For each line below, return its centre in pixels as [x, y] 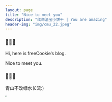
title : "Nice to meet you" [34, 15]
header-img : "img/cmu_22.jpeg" [38, 24]
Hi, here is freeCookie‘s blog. [36, 53]
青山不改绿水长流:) [25, 88]
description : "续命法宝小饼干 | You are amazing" [56, 19]
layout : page [19, 10]
